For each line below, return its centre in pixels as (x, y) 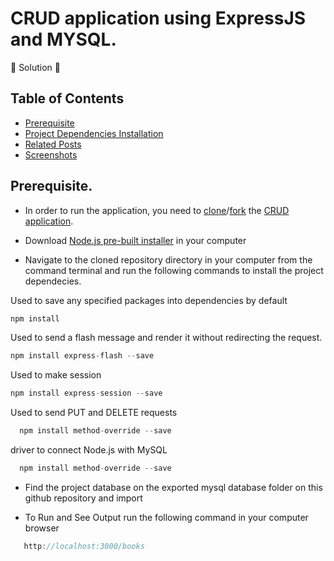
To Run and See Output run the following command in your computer (166, 517)
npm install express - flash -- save (82, 356)
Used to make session (56, 375)
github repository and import (83, 498)
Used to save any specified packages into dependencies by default (149, 300)
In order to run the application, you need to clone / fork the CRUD (157, 210)
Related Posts (53, 144)
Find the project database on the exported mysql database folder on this (173, 487)
